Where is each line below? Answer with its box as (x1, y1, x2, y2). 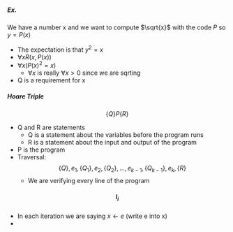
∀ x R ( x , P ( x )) (17, 52, 52, 61)
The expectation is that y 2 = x (17, 44, 103, 54)
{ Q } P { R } (105, 110, 129, 118)
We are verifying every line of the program (27, 177, 150, 185)
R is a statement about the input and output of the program (27, 138, 197, 147)
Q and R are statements (17, 123, 86, 132)
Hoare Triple (7, 92, 44, 101)
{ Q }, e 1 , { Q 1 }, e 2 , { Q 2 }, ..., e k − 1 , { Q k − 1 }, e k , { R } (58, 164, 187, 174)
